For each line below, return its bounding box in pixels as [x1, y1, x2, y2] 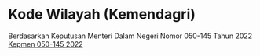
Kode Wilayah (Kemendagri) [8, 5, 196, 23]
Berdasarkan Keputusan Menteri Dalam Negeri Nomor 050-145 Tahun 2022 [8, 31, 253, 40]
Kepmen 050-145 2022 [8, 39, 84, 48]
